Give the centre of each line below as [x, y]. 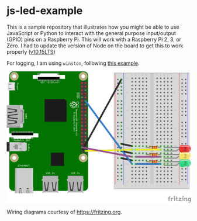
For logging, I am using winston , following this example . [73, 63]
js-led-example [45, 11]
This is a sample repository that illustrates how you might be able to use [93, 27]
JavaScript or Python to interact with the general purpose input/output [91, 33]
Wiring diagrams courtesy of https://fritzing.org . [64, 212]
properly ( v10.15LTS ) [31, 51]
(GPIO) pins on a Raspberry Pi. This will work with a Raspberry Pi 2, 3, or [94, 39]
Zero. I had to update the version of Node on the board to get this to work [95, 46]
